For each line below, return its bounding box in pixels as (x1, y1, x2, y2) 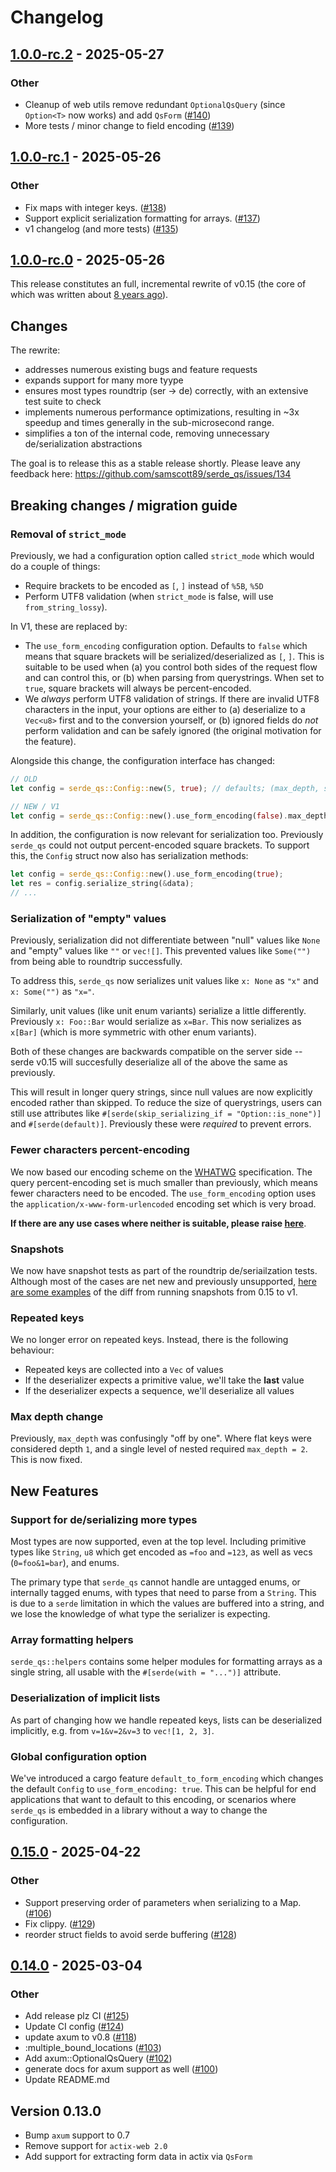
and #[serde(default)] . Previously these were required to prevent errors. (10, 1118, 312, 1130)
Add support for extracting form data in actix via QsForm (24, 2151, 253, 2163)
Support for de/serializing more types (10, 1512, 198, 1526)
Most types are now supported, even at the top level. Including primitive (10, 1536, 307, 1548)
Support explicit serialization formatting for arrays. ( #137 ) (24, 212, 261, 224)
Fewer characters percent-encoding (10, 1143, 190, 1157)
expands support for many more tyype (24, 374, 184, 386)
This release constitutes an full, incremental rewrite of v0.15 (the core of (10, 278, 307, 290)
